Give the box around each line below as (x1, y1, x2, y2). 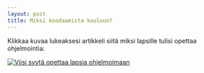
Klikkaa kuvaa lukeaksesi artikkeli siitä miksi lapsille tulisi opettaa (7, 36, 197, 45)
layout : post (7, 10, 46, 18)
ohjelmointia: (7, 44, 45, 52)
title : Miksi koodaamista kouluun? (7, 17, 113, 24)
